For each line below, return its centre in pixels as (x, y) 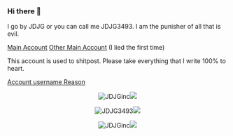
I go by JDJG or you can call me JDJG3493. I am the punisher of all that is (114, 27)
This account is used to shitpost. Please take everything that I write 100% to (116, 61)
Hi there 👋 (24, 11)
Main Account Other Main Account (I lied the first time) (86, 48)
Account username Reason (46, 82)
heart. (16, 69)
